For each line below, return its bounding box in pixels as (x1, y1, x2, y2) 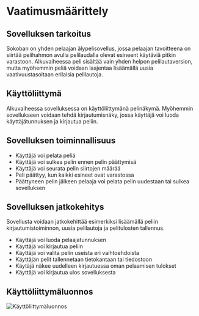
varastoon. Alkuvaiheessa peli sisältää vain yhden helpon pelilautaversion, (6, 58, 193, 65)
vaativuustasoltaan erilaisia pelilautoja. (6, 71, 104, 78)
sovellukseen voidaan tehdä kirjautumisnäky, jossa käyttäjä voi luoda (6, 111, 179, 119)
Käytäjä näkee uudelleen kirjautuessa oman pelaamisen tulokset (15, 262, 177, 270)
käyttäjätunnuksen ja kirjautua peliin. (6, 117, 99, 125)
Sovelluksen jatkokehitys (6, 202, 104, 212)
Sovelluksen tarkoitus (6, 29, 92, 39)
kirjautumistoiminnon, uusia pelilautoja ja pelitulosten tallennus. (6, 224, 165, 232)
